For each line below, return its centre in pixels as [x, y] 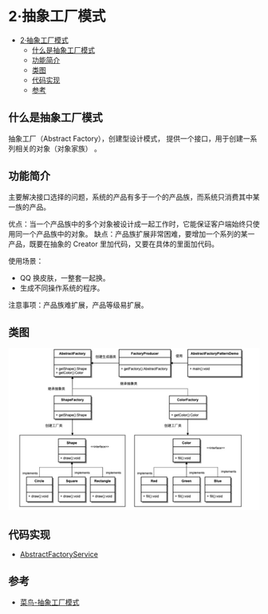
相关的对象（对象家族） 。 [58, 148]
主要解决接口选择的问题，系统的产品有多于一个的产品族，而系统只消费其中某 [134, 197]
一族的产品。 [29, 207]
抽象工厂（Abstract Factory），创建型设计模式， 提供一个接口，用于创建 [126, 138]
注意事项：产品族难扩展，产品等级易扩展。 [78, 305]
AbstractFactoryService [59, 554]
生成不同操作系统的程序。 [62, 288]
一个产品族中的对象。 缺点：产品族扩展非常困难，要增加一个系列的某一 [138, 233]
